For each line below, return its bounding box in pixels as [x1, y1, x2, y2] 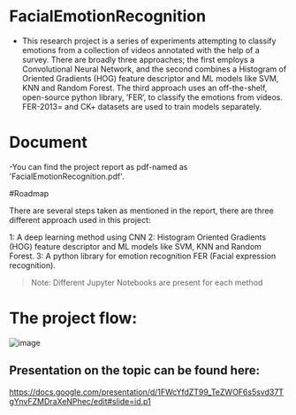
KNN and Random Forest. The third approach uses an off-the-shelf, [21, 82, 268, 93]
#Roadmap [9, 188, 49, 198]
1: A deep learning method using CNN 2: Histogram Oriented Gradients [9, 232, 267, 242]
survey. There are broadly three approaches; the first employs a [21, 54, 254, 65]
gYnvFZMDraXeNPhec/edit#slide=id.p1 [9, 396, 152, 406]
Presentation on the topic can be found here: [9, 363, 261, 378]
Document [9, 133, 88, 152]
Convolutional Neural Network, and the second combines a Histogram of [21, 64, 287, 74]
